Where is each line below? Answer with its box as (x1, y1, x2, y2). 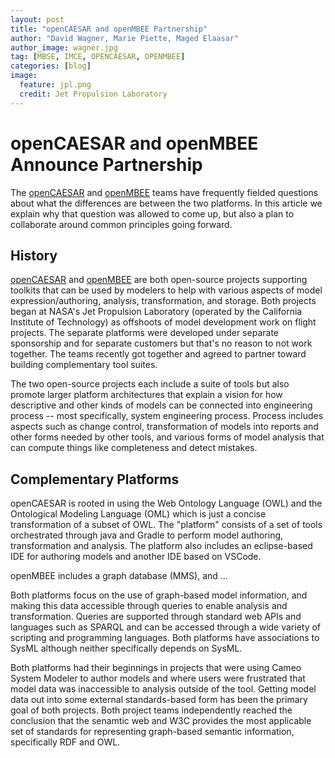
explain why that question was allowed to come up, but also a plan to (10, 207, 295, 220)
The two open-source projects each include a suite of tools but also (10, 378, 290, 390)
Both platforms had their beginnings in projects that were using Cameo (10, 662, 302, 674)
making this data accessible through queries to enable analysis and (10, 600, 288, 612)
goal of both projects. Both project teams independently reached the (10, 704, 293, 716)
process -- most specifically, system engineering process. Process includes (10, 410, 324, 422)
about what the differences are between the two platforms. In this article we (10, 197, 323, 209)
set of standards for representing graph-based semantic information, (10, 726, 295, 738)
